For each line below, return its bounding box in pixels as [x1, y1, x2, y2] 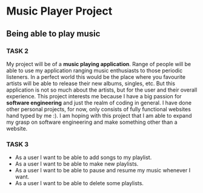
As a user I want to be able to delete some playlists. [15, 180, 144, 187]
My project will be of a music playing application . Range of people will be [6, 60, 191, 67]
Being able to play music [6, 29, 101, 39]
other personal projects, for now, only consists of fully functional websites [6, 105, 191, 113]
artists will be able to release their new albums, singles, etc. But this [6, 80, 176, 87]
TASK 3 [6, 140, 29, 148]
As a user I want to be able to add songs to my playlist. [15, 154, 152, 161]
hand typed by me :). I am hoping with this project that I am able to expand [6, 112, 192, 119]
